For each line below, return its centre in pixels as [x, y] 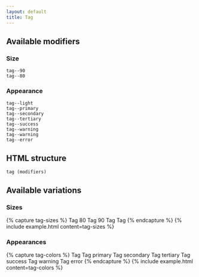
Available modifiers [43, 41]
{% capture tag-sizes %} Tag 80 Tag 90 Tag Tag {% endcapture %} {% [94, 220]
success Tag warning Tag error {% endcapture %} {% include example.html [99, 261]
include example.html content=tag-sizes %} [60, 226]
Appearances [26, 242]
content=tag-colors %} [35, 268]
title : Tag [20, 17]
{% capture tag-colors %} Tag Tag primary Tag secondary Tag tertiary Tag [98, 255]
